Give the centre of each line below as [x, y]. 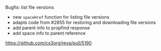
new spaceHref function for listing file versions [61, 17]
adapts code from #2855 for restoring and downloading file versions [84, 22]
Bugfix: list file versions [30, 7]
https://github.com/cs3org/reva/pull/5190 [49, 43]
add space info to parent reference [49, 33]
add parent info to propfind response [51, 28]
